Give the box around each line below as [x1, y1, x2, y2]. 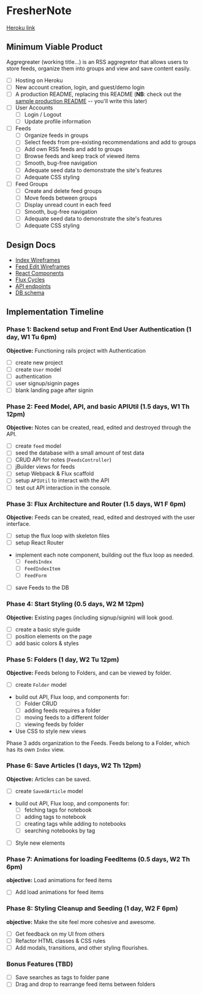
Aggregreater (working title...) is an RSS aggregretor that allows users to [6, 58, 189, 65]
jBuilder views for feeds [15, 463, 75, 471]
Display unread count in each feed [24, 201, 111, 208]
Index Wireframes [15, 256, 61, 264]
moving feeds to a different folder [24, 714, 109, 721]
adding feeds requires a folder [24, 707, 101, 714]
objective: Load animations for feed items [6, 877, 112, 884]
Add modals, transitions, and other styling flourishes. [15, 944, 149, 951]
